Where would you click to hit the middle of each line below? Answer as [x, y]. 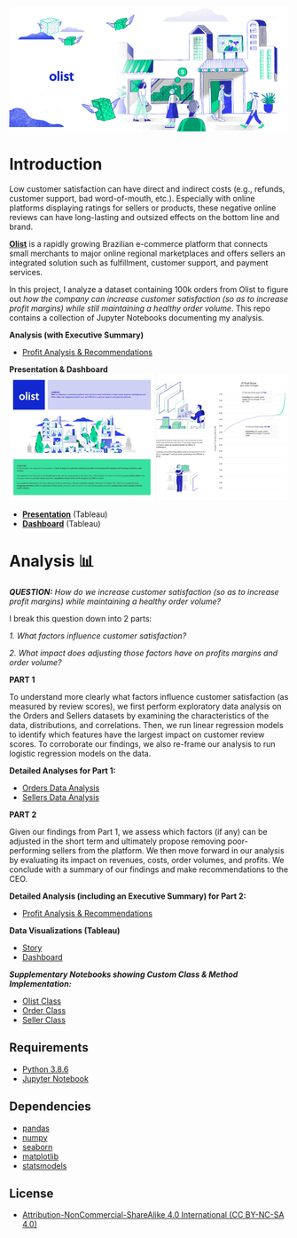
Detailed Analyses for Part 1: [63, 770]
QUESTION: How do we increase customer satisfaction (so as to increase [144, 591]
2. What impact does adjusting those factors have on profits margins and [144, 653]
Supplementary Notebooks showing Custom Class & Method [124, 974]
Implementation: [41, 983]
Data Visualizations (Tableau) [65, 930]
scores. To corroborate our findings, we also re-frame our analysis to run [142, 743]
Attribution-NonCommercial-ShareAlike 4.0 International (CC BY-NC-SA [153, 1215]
